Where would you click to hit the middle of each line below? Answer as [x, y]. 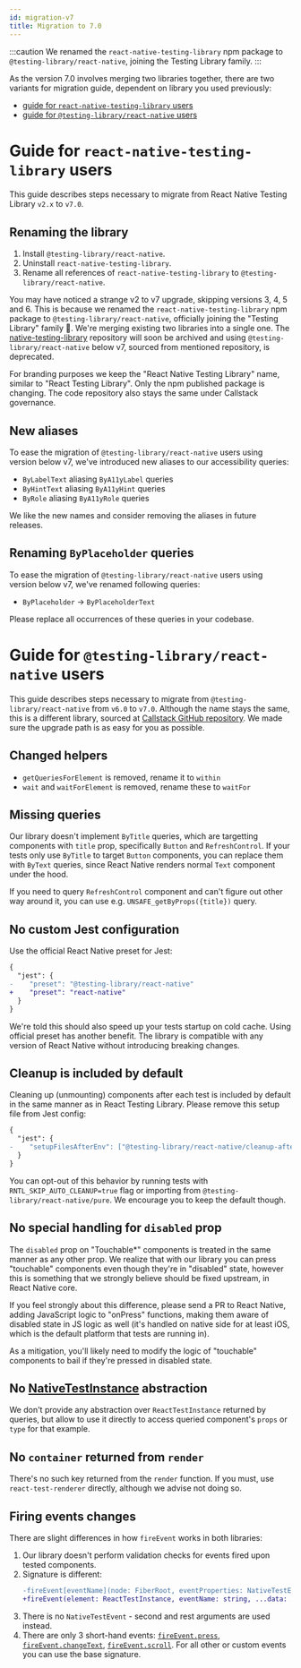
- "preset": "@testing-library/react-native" [102, 984]
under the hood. [39, 875]
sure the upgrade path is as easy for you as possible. [107, 727]
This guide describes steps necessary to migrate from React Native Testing [148, 194]
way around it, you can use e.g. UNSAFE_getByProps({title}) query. [133, 902]
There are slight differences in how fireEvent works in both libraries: [136, 1537]
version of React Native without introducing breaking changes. [125, 1045]
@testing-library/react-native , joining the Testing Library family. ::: [135, 61]
